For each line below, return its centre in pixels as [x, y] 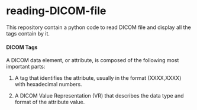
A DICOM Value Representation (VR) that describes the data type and [99, 96]
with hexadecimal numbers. [48, 85]
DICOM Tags [22, 47]
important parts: [26, 67]
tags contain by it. [28, 33]
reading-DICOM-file [56, 11]
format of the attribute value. [50, 102]
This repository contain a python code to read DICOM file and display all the [98, 27]
